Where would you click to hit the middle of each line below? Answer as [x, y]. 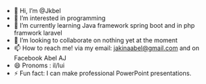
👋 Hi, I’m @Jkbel [37, 11]
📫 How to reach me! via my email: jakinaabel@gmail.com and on [106, 48]
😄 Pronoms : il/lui [39, 65]
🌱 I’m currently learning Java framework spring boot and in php [104, 25]
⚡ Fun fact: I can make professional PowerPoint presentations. [103, 73]
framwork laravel [38, 33]
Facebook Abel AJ [40, 58]
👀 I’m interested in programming [60, 18]
